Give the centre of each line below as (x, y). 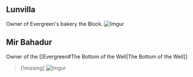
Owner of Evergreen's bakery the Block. (55, 24)
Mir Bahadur (29, 43)
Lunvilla (21, 10)
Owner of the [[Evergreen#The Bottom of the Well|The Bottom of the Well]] (97, 56)
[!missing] (33, 68)
